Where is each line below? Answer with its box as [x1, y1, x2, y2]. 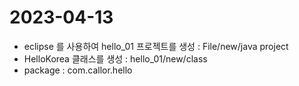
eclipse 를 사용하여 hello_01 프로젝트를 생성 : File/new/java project [23, 40, 289, 52]
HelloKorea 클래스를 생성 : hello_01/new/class [23, 52, 208, 65]
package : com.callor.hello [23, 64, 133, 76]
